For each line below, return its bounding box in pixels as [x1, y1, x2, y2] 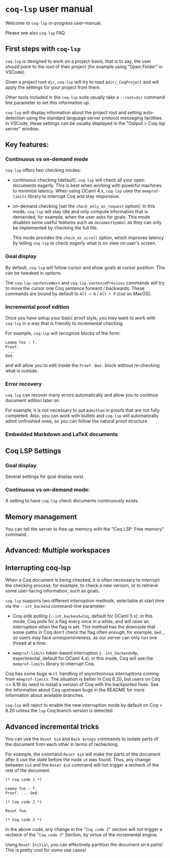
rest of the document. [5, 767, 51, 773]
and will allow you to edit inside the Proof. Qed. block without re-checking [5, 362, 160, 368]
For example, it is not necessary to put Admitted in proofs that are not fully [5, 407, 160, 413]
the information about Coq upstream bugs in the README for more [5, 687, 145, 693]
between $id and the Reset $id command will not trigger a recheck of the [5, 762, 159, 768]
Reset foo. [5, 809, 28, 814]
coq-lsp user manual [5, 3, 93, 15]
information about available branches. [5, 692, 85, 699]
